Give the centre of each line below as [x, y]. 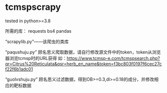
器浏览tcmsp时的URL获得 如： [36, 58]
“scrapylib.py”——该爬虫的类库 [37, 42]
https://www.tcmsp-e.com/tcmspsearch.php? [113, 58]
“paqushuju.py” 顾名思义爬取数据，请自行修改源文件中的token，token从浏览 [83, 52]
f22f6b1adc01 [19, 69]
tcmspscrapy [33, 7]
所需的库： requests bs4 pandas [38, 31]
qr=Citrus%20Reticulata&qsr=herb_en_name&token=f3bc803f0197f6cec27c [83, 64]
